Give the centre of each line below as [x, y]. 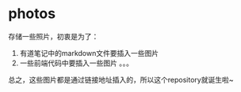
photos [32, 14]
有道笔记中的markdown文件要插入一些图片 [89, 53]
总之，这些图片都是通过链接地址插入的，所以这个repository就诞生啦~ [121, 79]
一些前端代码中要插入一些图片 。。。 [76, 63]
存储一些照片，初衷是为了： [54, 36]
